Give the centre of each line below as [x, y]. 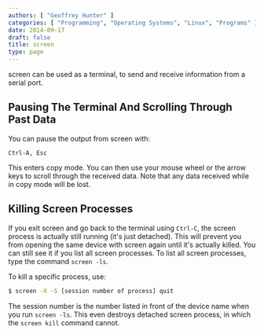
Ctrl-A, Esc [27, 153]
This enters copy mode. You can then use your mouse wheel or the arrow [127, 167]
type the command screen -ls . [58, 261]
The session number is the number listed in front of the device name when [129, 306]
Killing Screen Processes [71, 209]
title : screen [31, 45]
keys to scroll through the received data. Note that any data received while [129, 176]
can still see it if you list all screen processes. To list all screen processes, [127, 253]
